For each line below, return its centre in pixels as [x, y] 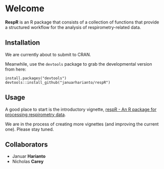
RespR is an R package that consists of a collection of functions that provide [82, 22]
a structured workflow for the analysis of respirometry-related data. [73, 27]
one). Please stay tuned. [30, 129]
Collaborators [26, 144]
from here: [16, 69]
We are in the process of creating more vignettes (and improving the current [82, 124]
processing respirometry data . [35, 114]
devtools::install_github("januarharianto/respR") [58, 82]
